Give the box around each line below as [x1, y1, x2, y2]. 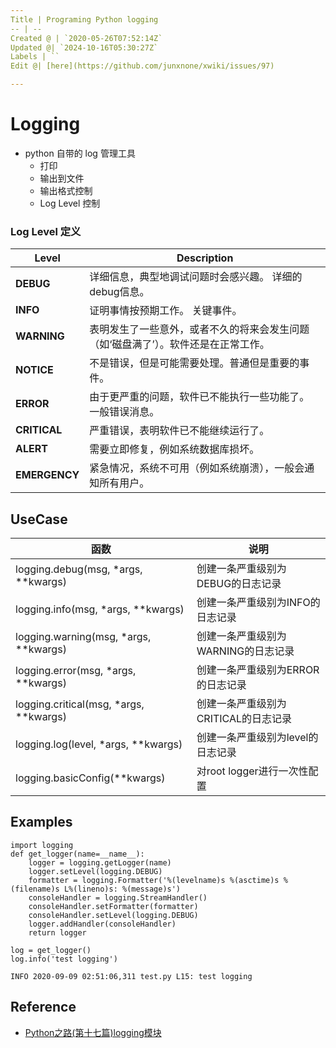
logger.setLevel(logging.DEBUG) [28, 866, 163, 876]
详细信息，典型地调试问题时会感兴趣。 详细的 [89, 270, 303, 284]
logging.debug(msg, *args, [15, 562, 143, 576]
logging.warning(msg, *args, [15, 630, 152, 644]
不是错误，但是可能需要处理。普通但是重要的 [89, 356, 300, 370]
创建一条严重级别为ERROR [196, 663, 320, 677]
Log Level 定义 [10, 224, 82, 238]
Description [176, 251, 234, 265]
